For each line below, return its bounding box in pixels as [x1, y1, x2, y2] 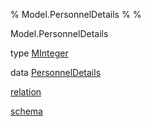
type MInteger [10, 47, 69, 59]
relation [10, 86, 42, 98]
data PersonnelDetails [10, 67, 102, 78]
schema [10, 105, 43, 117]
